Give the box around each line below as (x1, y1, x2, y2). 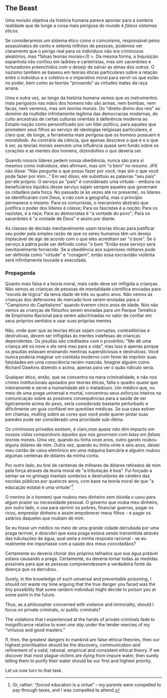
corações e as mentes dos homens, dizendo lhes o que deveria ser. (5, 147, 143, 153)
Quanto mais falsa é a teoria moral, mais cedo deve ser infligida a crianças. (5, 281, 159, 287)
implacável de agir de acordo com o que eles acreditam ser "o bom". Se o (5, 236, 157, 242)
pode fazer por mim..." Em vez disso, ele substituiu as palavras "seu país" (5, 173, 156, 179)
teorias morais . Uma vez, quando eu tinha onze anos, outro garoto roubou (5, 437, 157, 443)
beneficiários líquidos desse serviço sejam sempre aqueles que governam (5, 184, 158, 190)
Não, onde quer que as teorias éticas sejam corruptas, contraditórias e (5, 327, 150, 333)
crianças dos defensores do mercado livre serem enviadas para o (5, 296, 140, 303)
